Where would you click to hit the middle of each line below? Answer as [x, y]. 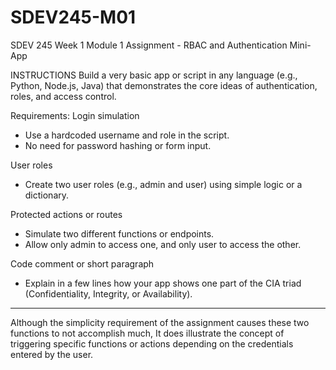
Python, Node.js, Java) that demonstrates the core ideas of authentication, [164, 85]
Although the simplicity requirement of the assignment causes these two [160, 322]
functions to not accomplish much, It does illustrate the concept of [147, 333]
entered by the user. [52, 354]
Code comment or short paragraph [82, 263]
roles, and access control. [63, 96]
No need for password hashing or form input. [118, 145]
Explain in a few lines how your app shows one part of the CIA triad [163, 283]
